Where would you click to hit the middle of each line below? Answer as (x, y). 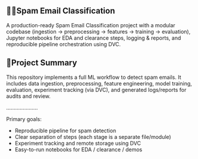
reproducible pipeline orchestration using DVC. (63, 44)
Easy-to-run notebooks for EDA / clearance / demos (78, 150)
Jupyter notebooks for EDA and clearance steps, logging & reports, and (94, 38)
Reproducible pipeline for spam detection (65, 131)
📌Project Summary (42, 63)
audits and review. (29, 96)
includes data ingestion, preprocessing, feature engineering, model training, (99, 83)
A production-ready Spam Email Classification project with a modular (91, 25)
